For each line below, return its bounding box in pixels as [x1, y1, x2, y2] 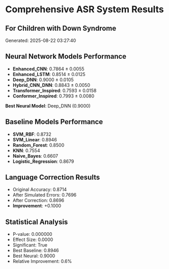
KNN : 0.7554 [12, 147, 40, 154]
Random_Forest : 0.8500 [12, 142, 65, 148]
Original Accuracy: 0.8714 [12, 186, 67, 192]
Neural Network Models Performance [5, 52, 127, 61]
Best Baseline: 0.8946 [12, 248, 60, 254]
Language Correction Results [5, 173, 100, 182]
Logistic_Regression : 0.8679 [12, 158, 74, 164]
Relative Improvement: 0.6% [12, 258, 72, 264]
